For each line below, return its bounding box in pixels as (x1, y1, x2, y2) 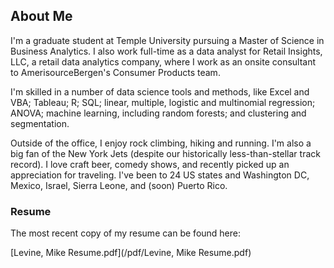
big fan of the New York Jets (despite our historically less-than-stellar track (10, 147, 321, 159)
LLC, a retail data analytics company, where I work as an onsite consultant (10, 55, 317, 68)
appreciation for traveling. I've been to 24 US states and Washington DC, (10, 169, 310, 181)
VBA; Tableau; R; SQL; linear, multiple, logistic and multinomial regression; (10, 96, 316, 108)
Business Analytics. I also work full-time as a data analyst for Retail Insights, (10, 45, 323, 57)
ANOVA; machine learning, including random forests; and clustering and (10, 107, 307, 119)
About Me (10, 8, 73, 25)
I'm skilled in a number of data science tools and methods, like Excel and (10, 85, 310, 98)
